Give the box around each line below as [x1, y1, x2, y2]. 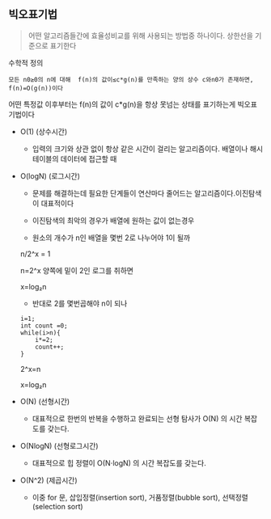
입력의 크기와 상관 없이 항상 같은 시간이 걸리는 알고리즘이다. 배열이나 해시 [32, 144, 264, 154]
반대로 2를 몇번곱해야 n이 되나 [32, 298, 128, 308]
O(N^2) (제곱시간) [19, 475, 78, 485]
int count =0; [19, 322, 68, 330]
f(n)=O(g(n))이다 [8, 84, 63, 92]
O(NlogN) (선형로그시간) [19, 441, 99, 450]
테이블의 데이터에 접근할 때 [32, 154, 117, 163]
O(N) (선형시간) [19, 396, 70, 406]
